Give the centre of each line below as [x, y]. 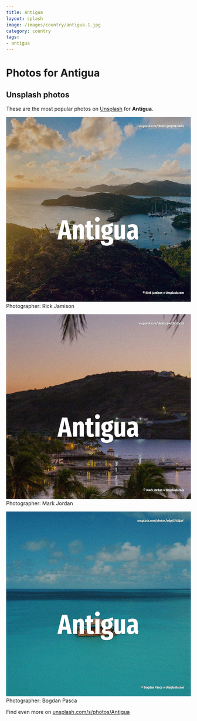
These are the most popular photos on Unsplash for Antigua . [80, 109]
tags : [13, 37]
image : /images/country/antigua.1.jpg [53, 25]
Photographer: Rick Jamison [40, 306]
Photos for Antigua [53, 73]
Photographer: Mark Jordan [40, 503]
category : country [28, 31]
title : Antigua [25, 12]
